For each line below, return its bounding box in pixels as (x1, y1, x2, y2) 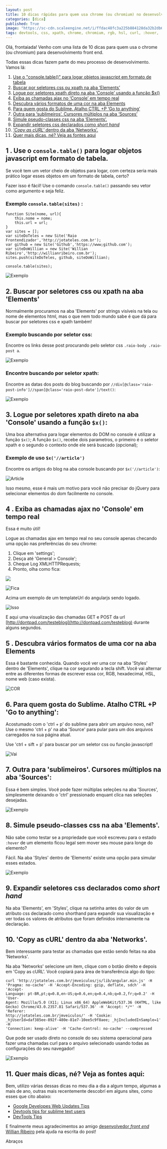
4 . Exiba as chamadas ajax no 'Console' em (5, 505, 144, 513)
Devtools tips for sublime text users (12, 1109, 86, 1115)
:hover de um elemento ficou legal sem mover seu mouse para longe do (5, 840, 153, 846)
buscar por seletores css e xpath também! (5, 318, 92, 324)
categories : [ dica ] (5, 16, 46, 21)
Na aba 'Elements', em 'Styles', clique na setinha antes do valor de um (5, 905, 149, 911)
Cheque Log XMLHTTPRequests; (12, 561, 81, 567)
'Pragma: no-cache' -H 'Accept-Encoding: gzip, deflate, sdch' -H (5, 983, 146, 988)
